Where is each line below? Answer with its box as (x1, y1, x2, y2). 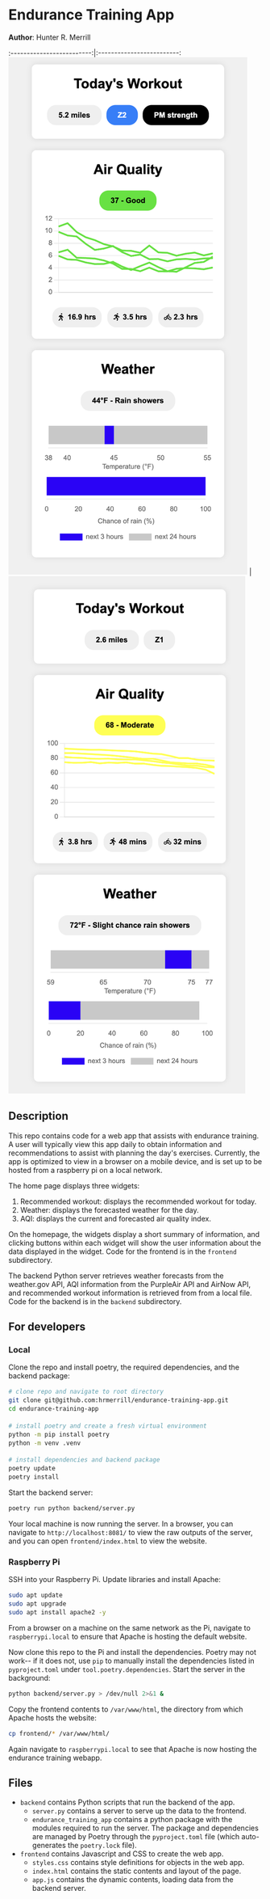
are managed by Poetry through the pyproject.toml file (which (31, 1832, 240, 1842)
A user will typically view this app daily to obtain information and (8, 1139, 222, 1149)
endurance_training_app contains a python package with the (31, 1815, 233, 1825)
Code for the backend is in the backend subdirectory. (8, 1296, 182, 1306)
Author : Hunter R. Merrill (8, 32, 91, 42)
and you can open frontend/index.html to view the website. (8, 1536, 208, 1546)
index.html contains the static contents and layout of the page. (31, 1866, 242, 1876)
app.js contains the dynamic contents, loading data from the (31, 1875, 234, 1884)
